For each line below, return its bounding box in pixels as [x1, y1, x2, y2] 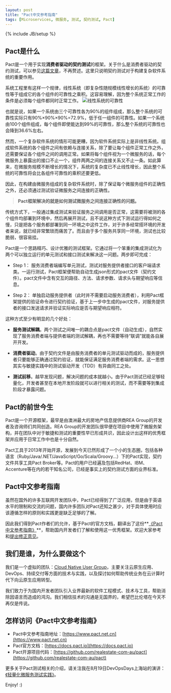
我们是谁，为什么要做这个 [5, 550, 85, 558]
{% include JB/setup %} [5, 31, 56, 37]
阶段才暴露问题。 [12, 386, 49, 392]
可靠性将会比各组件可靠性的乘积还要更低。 [14, 170, 103, 176]
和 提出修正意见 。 [5, 533, 41, 539]
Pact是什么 [5, 47, 40, 55]
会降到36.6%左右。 [5, 128, 46, 134]
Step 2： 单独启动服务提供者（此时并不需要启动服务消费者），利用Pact [12, 292, 160, 298]
